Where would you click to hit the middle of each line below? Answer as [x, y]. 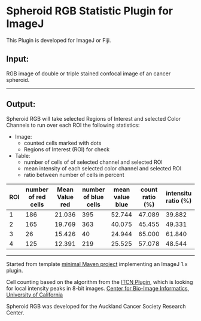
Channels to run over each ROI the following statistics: [73, 125]
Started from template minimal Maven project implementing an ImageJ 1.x [97, 264]
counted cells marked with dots [63, 143]
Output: [21, 104]
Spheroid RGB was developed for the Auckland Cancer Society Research [96, 306]
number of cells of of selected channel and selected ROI [93, 162]
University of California [35, 295]
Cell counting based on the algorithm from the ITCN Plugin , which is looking [100, 282]
